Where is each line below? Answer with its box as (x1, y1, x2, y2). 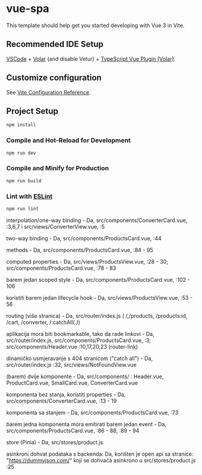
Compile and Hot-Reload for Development (6, 136, 131, 144)
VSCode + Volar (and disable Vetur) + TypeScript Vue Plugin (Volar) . (6, 55, 176, 62)
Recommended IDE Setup (6, 39, 104, 49)
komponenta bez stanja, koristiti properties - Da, (6, 391, 126, 398)
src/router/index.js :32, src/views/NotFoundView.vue (6, 361, 137, 368)
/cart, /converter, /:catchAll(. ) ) (6, 318, 81, 326)
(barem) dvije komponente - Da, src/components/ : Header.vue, (6, 373, 164, 380)
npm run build (6, 178, 42, 184)
